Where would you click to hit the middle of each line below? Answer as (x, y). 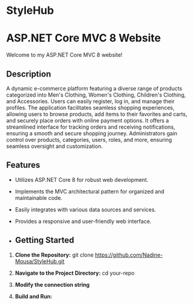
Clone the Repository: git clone (54, 255)
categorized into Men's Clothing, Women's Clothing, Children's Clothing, (96, 95)
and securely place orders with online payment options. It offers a (88, 120)
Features (23, 165)
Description (29, 74)
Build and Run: (33, 296)
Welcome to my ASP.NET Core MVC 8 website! (64, 55)
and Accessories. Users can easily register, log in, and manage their (90, 101)
